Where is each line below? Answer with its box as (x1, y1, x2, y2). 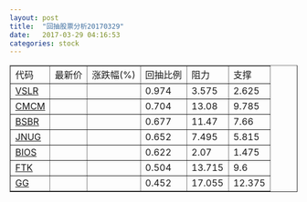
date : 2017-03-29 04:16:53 (9, 30, 121, 39)
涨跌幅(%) (91, 69, 136, 82)
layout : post (9, 13, 59, 23)
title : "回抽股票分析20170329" (9, 22, 125, 31)
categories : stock (9, 38, 79, 48)
